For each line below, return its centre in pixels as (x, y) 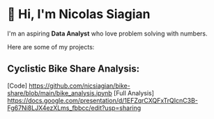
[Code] (17, 86)
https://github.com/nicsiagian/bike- (79, 86)
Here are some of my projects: (51, 47)
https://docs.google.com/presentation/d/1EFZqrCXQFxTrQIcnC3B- (103, 100)
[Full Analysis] (134, 93)
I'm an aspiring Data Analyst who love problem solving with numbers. (107, 33)
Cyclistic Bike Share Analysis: (74, 69)
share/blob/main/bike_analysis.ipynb (60, 93)
